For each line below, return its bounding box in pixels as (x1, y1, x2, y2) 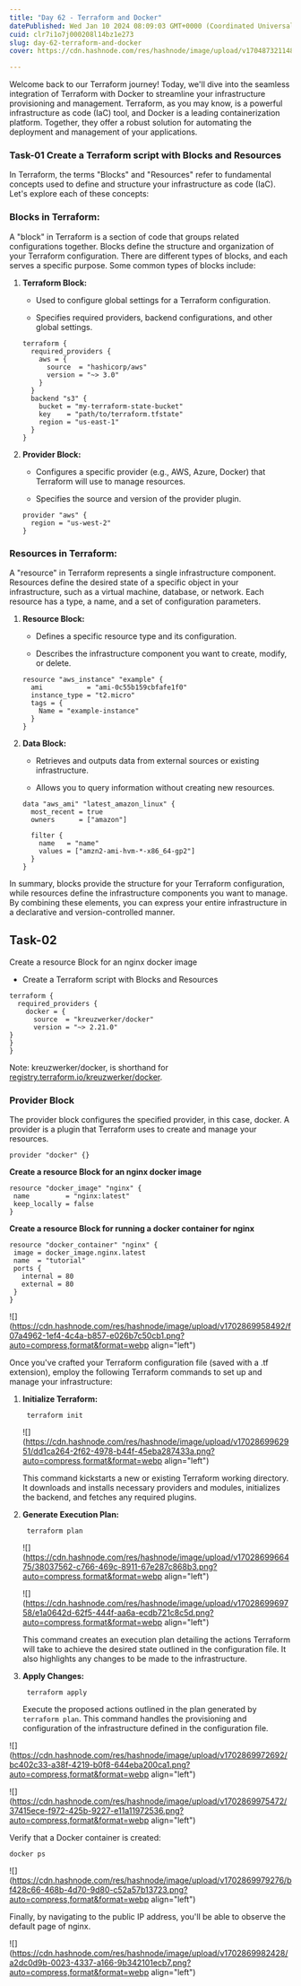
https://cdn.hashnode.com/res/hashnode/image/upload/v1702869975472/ (12, 1796, 288, 1807)
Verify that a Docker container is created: (9, 1833, 161, 1843)
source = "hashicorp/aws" (46, 363, 148, 372)
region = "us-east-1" (39, 417, 119, 426)
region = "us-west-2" (30, 518, 112, 528)
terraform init (26, 1411, 83, 1421)
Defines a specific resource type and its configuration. (35, 631, 237, 642)
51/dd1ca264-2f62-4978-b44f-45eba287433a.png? (21, 1446, 215, 1457)
